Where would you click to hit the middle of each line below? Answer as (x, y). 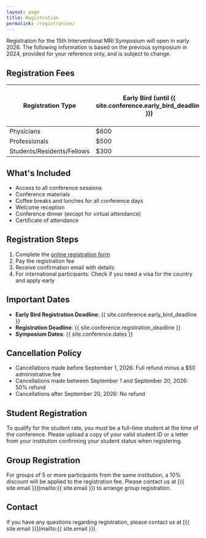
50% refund (30, 387)
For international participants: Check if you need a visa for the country (104, 274)
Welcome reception (40, 207)
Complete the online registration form (63, 254)
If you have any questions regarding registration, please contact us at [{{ (98, 522)
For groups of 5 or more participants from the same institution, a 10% (93, 475)
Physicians (25, 131)
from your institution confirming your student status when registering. (94, 441)
